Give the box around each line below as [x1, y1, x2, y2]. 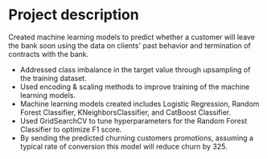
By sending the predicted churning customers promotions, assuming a [19, 132, 254, 142]
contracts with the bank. [8, 49, 89, 59]
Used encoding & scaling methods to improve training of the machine [19, 82, 250, 92]
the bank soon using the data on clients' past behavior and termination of [8, 40, 251, 50]
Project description [8, 6, 139, 24]
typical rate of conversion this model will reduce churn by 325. [19, 141, 228, 151]
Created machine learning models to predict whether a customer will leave [8, 32, 256, 42]
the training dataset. [19, 73, 87, 83]
